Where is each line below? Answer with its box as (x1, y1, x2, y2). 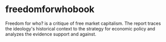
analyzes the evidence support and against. (5, 31, 97, 37)
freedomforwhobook (5, 4, 95, 15)
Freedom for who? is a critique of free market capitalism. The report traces (5, 20, 161, 26)
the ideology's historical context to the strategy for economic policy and (5, 25, 155, 31)
